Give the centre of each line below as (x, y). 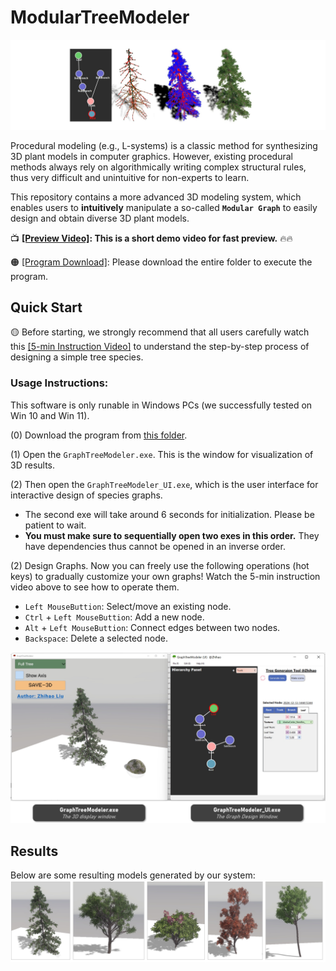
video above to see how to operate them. (95, 587)
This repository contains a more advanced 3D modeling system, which (156, 197)
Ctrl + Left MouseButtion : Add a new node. (114, 617)
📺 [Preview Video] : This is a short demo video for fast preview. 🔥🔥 (151, 238)
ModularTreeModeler (100, 17)
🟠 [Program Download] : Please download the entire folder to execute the (161, 262)
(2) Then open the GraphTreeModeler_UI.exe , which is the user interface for (164, 484)
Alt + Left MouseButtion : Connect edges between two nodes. (152, 627)
